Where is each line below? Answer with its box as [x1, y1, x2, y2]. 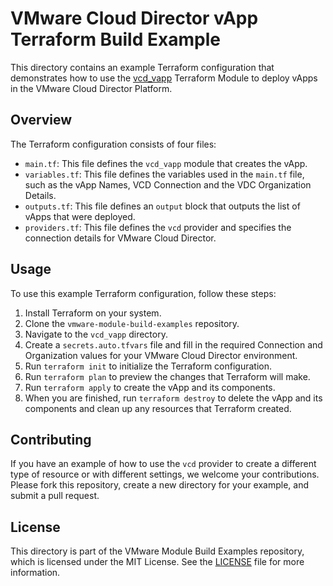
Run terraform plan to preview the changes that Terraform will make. [24, 370, 311, 382]
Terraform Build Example [10, 28, 221, 51]
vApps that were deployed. [24, 210, 136, 222]
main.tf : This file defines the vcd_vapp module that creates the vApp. [24, 157, 308, 169]
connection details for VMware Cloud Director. [24, 232, 217, 244]
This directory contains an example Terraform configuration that [10, 61, 275, 73]
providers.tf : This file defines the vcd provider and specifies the [24, 221, 292, 233]
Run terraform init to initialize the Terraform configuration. [24, 360, 272, 372]
